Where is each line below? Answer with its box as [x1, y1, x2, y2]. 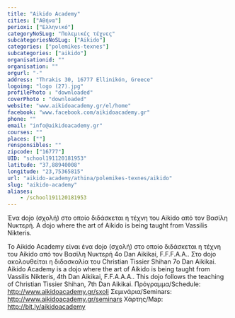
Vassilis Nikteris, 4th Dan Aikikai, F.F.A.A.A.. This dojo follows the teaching [7, 273, 224, 281]
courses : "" [7, 129, 42, 136]
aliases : [7, 188, 33, 195]
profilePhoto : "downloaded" [7, 89, 93, 96]
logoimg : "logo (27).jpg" [7, 83, 84, 90]
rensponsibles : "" [7, 142, 62, 149]
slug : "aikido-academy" [7, 181, 78, 188]
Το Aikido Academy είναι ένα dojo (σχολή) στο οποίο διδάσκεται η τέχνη [7, 242, 222, 251]
